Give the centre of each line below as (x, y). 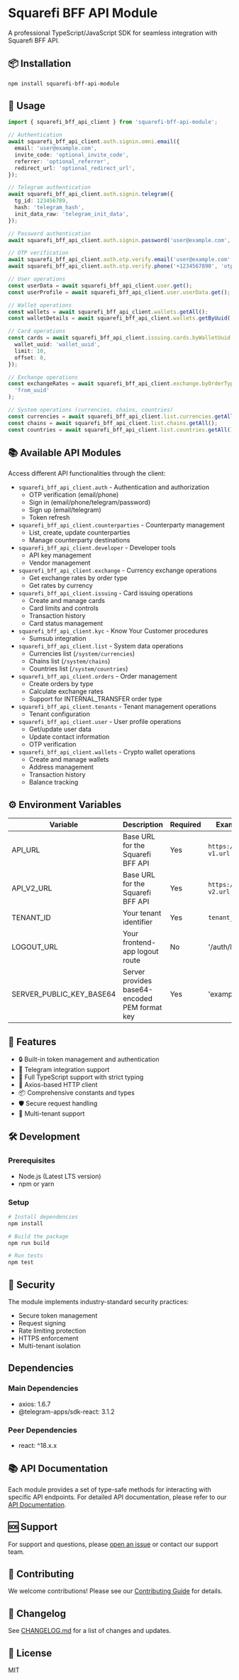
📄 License (30, 1653)
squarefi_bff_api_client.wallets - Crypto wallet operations (107, 752)
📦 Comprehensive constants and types (77, 1093)
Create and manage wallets (69, 760)
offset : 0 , (30, 357)
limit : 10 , (30, 351)
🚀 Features (32, 1042)
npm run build (29, 1243)
